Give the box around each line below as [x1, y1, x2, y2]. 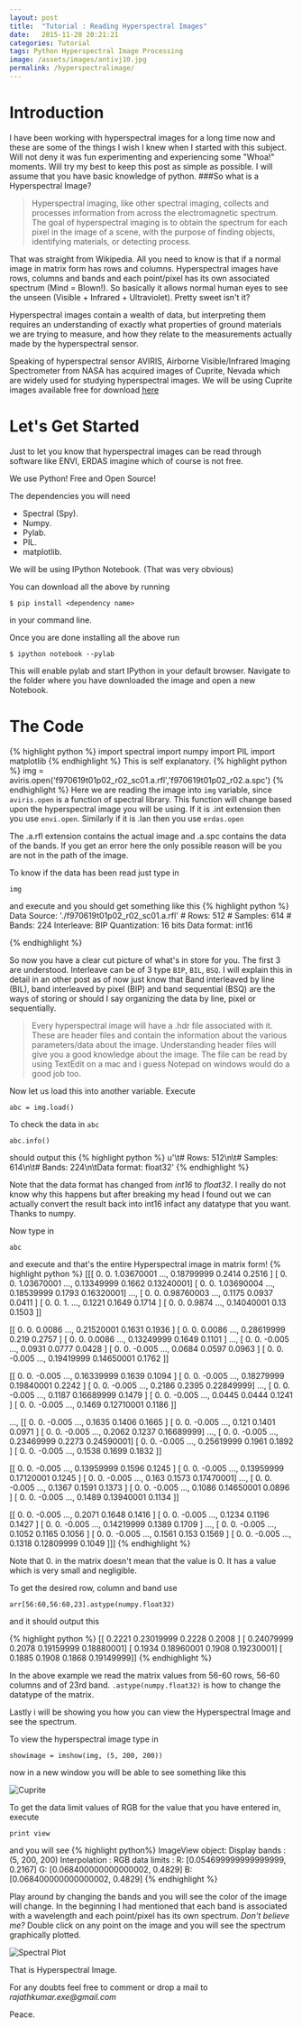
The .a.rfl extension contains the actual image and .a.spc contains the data [9, 830, 287, 841]
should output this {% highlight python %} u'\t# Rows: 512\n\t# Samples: [9, 1152, 279, 1162]
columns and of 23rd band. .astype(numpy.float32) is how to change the [9, 1680, 281, 1690]
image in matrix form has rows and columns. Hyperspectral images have [9, 263, 279, 273]
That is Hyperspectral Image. [9, 1964, 117, 1975]
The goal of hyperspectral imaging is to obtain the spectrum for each [31, 217, 288, 227]
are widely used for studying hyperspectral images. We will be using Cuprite [9, 375, 293, 385]
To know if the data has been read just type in [9, 867, 180, 878]
